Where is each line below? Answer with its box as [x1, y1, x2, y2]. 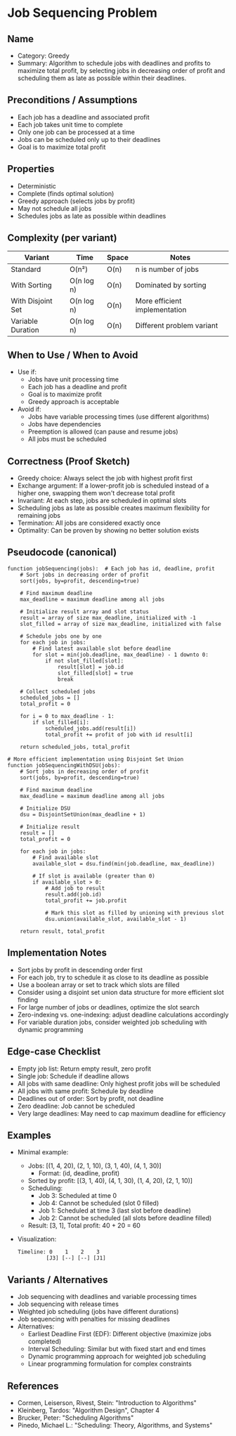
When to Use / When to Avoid [7, 349, 138, 361]
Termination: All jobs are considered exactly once [17, 518, 161, 528]
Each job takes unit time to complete [17, 120, 123, 129]
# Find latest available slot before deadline [32, 645, 171, 652]
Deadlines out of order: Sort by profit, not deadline [17, 1094, 164, 1102]
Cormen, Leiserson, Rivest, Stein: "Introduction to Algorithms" [17, 1398, 197, 1406]
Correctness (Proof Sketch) [7, 455, 131, 467]
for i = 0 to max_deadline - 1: [20, 712, 114, 719]
